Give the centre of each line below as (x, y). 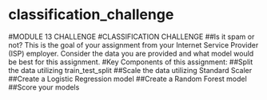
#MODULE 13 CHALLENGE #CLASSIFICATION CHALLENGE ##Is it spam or (132, 37)
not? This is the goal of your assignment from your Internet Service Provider (133, 44)
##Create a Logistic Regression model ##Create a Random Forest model (128, 79)
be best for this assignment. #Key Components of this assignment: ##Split (131, 62)
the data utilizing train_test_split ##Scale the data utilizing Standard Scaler (130, 70)
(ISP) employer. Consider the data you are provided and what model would (131, 53)
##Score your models (44, 87)
